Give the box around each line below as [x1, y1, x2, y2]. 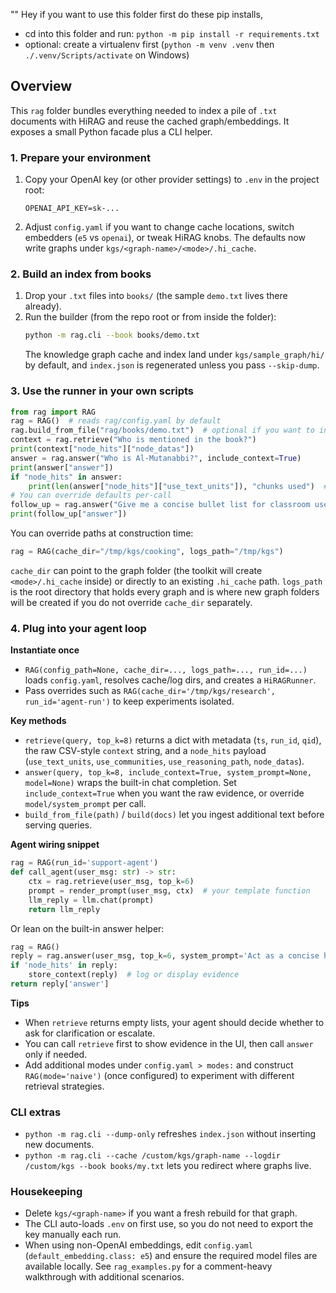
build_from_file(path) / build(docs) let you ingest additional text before [24, 809, 325, 821]
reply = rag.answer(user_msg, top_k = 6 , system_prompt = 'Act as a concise [10, 951, 320, 961]
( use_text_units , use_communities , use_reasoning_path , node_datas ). [24, 755, 305, 768]
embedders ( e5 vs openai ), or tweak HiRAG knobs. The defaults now [24, 232, 306, 244]
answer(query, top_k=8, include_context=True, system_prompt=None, [24, 768, 312, 778]
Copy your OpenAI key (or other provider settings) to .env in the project [24, 174, 320, 186]
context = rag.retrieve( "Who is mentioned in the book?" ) [10, 435, 257, 445]
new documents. [24, 1139, 95, 1151]
